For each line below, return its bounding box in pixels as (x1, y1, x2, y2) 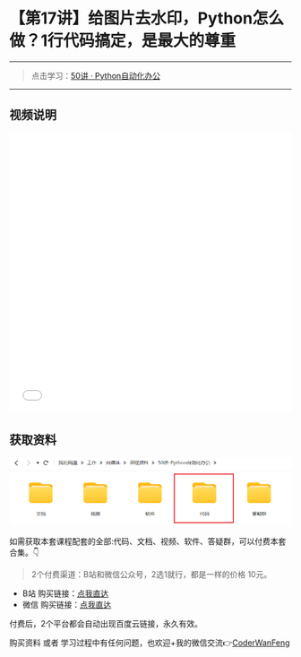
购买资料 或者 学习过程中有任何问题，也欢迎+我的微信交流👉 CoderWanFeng (9, 637, 290, 648)
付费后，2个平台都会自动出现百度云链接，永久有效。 (9, 618, 203, 629)
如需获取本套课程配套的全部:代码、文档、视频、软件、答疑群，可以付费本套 (9, 536, 287, 547)
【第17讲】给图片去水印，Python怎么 (9, 8, 285, 29)
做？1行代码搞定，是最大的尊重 (9, 30, 236, 51)
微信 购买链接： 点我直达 (21, 600, 112, 610)
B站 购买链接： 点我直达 (21, 588, 109, 599)
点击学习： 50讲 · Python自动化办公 (30, 70, 161, 81)
